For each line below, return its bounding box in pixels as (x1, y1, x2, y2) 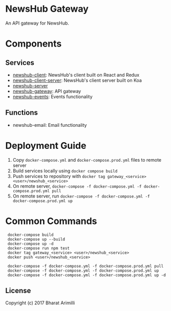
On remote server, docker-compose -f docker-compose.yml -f (12, 183, 142, 189)
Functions (5, 108, 38, 117)
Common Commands (5, 215, 97, 227)
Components (5, 38, 62, 50)
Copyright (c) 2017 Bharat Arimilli (5, 300, 75, 306)
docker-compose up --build (7, 236, 66, 242)
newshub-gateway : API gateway (12, 88, 81, 94)
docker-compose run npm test (7, 246, 70, 251)
